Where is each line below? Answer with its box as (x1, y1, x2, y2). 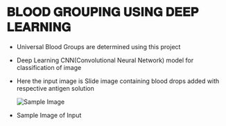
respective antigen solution (16, 84, 94, 92)
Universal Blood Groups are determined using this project (16, 42, 181, 51)
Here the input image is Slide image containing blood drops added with (16, 77, 220, 85)
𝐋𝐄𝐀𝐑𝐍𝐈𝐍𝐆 (6, 19, 71, 35)
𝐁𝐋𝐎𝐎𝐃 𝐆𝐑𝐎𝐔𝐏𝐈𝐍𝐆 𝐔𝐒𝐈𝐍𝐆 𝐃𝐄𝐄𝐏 (6, 4, 199, 20)
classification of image (16, 63, 82, 71)
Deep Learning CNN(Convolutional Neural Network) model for (16, 56, 194, 64)
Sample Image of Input (16, 111, 82, 119)
